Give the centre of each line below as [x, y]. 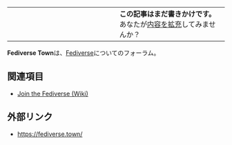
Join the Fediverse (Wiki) [52, 93]
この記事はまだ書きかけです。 [168, 14]
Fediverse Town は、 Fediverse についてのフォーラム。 [84, 53]
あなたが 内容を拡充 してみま [164, 24]
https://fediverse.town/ [50, 134]
